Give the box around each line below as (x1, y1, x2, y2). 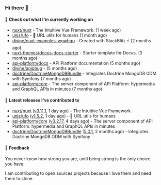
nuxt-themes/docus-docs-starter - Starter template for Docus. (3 (12, 50, 143, 56)
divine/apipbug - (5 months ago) (12, 66, 77, 71)
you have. (5, 161, 25, 167)
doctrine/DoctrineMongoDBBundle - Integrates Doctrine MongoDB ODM (12, 70, 157, 77)
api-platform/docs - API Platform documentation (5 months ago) (12, 60, 141, 66)
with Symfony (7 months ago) (12, 76, 71, 82)
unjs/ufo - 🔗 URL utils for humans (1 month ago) (12, 33, 108, 38)
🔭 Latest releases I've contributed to (5, 97, 80, 103)
